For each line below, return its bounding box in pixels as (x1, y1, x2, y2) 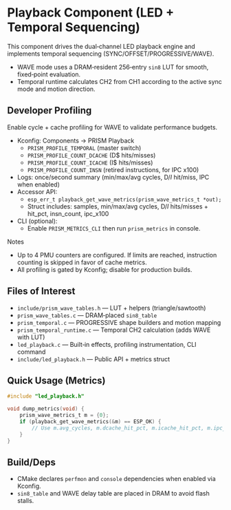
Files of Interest (7, 286, 76, 297)
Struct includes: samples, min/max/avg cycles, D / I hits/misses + (27, 202, 208, 211)
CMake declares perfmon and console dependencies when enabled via (16, 475, 217, 483)
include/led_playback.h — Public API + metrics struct (16, 354, 170, 363)
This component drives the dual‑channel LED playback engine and (7, 42, 196, 50)
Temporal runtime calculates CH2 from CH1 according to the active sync (16, 77, 222, 85)
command (16, 348, 46, 356)
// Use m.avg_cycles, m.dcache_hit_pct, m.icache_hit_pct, (32, 425, 205, 432)
